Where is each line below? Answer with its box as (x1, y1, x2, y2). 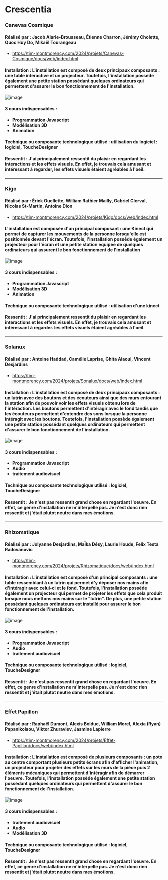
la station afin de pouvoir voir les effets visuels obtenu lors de (5, 400, 136, 406)
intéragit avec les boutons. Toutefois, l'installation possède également (5, 416, 155, 422)
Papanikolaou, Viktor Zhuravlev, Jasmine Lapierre (5, 726, 111, 732)
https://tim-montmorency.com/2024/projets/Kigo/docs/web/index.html (12, 214, 159, 220)
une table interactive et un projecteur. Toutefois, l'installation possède (5, 72, 154, 78)
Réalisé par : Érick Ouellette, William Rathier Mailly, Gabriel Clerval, (5, 198, 147, 204)
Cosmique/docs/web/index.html (12, 56, 79, 62)
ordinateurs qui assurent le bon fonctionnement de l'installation (5, 247, 141, 253)
